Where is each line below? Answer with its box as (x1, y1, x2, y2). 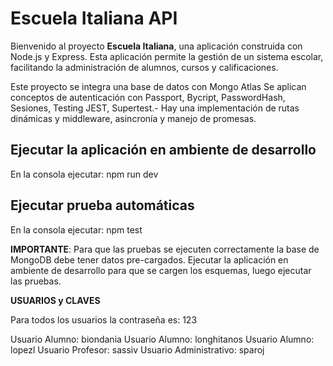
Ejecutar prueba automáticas (10, 197, 195, 214)
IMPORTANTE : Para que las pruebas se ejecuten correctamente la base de (10, 243, 320, 255)
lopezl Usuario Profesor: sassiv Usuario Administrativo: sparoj (10, 343, 265, 356)
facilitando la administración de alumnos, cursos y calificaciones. (10, 61, 279, 73)
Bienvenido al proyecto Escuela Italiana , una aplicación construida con (10, 40, 303, 52)
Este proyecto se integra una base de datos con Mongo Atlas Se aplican (10, 80, 307, 92)
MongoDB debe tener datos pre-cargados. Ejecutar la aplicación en (10, 253, 289, 266)
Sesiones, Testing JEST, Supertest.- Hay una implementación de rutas (10, 102, 300, 114)
